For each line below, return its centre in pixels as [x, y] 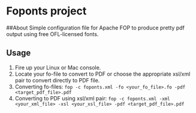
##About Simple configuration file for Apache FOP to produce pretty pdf [95, 28]
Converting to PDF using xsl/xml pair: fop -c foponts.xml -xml [92, 98]
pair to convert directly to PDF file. [57, 80]
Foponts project [46, 11]
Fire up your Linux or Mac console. [58, 67]
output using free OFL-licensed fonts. [52, 34]
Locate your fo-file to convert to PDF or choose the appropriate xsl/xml [102, 74]
